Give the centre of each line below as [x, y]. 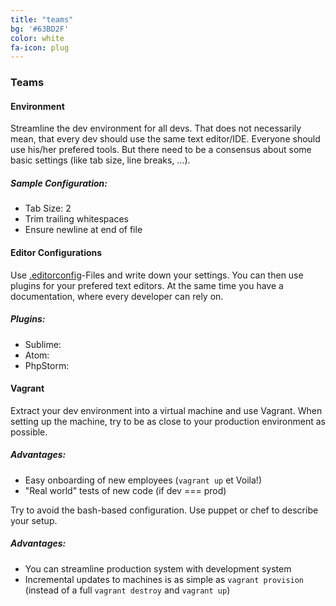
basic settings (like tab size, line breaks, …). [100, 160]
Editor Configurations [56, 252]
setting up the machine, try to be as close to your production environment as [168, 421]
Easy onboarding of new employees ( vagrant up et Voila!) [143, 480]
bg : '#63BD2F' [40, 29]
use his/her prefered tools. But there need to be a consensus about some [161, 150]
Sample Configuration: [59, 183]
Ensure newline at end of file [83, 230]
